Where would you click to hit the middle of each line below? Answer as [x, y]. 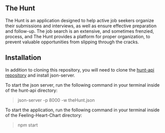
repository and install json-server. [40, 75]
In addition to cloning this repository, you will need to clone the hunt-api [80, 70]
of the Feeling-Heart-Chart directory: [44, 115]
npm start [27, 125]
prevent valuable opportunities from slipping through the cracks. [72, 42]
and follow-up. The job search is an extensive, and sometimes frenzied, [80, 31]
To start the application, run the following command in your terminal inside [82, 110]
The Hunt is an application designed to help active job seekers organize [80, 20]
